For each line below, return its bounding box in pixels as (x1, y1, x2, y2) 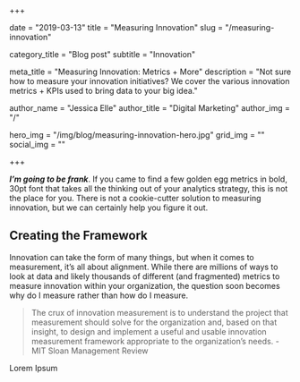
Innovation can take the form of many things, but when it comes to (9, 251, 255, 262)
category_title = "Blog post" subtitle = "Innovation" (9, 49, 196, 59)
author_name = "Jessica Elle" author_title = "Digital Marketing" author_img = (9, 103, 291, 113)
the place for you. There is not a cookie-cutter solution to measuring (9, 193, 261, 203)
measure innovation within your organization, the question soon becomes (9, 280, 280, 291)
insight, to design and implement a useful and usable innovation (30, 326, 267, 336)
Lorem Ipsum (9, 362, 58, 373)
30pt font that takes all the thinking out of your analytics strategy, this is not (9, 183, 288, 193)
